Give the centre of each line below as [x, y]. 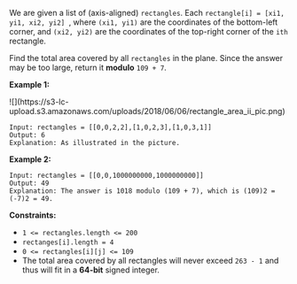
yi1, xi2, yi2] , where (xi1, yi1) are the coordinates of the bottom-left [144, 22]
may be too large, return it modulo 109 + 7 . [88, 67]
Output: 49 [29, 183]
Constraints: [33, 215]
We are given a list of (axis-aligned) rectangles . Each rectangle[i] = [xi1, [147, 13]
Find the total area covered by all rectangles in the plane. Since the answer [146, 58]
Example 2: [30, 159]
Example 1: [30, 84]
